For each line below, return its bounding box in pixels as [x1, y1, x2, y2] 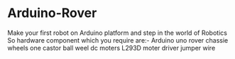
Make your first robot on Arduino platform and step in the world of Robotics [7, 28, 227, 37]
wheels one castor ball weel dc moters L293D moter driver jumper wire [7, 43, 216, 52]
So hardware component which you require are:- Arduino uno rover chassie [7, 36, 229, 44]
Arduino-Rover [7, 5, 97, 21]
